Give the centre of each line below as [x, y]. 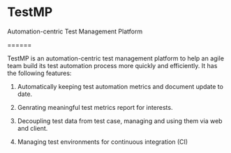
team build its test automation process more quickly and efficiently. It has [112, 65]
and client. [32, 128]
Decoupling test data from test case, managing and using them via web [120, 121]
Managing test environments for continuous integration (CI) [103, 142]
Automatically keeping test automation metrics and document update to [120, 86]
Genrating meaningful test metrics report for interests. [95, 107]
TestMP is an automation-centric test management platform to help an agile [116, 58]
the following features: [39, 73]
